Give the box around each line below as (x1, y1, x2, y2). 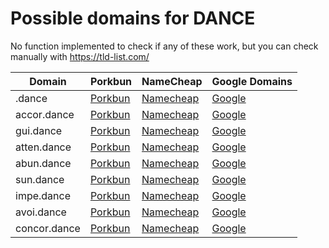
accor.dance (15, 107, 75, 121)
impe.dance (15, 188, 72, 202)
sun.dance (15, 172, 65, 186)
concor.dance (15, 221, 81, 235)
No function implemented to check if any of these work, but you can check (10, 40, 319, 52)
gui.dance (15, 123, 63, 137)
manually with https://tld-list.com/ (10, 50, 150, 62)
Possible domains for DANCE (10, 7, 256, 30)
